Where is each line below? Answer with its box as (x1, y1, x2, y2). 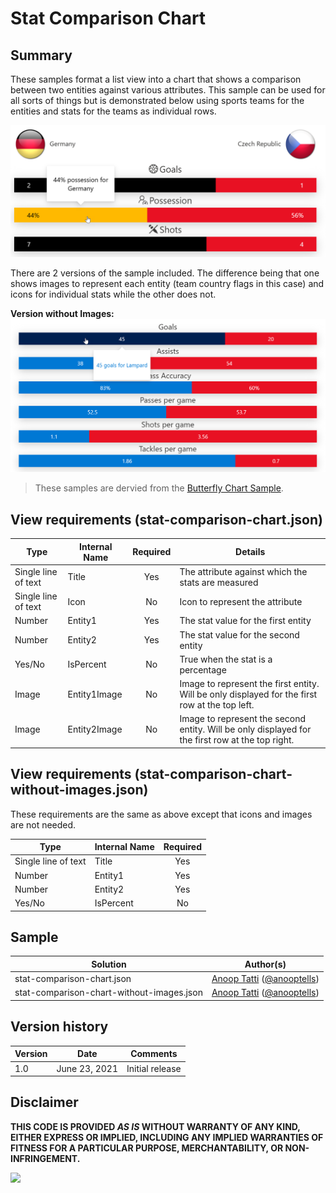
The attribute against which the (179, 565, 308, 577)
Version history (10, 1018, 109, 1036)
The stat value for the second (179, 628, 300, 641)
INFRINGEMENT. (10, 1152, 81, 1164)
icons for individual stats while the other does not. (10, 288, 217, 300)
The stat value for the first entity (179, 615, 312, 627)
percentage (179, 663, 227, 676)
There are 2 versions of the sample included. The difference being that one (10, 267, 320, 279)
